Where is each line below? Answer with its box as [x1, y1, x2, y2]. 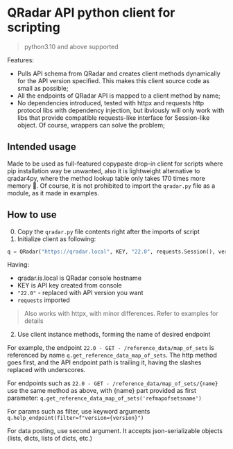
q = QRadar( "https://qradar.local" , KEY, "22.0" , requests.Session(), [7, 248, 216, 255]
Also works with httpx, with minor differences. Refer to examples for [24, 310, 218, 318]
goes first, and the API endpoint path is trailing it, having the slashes [7, 358, 202, 367]
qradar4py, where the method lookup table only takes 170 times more [7, 174, 206, 182]
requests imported [17, 296, 71, 304]
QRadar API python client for [7, 5, 175, 21]
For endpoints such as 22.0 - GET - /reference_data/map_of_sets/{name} [7, 379, 218, 387]
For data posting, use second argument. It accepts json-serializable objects [7, 427, 223, 435]
